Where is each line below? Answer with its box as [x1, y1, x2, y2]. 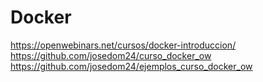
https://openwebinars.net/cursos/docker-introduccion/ [10, 39, 237, 51]
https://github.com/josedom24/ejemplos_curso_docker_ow [10, 60, 253, 72]
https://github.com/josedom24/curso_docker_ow [10, 49, 212, 61]
